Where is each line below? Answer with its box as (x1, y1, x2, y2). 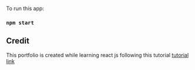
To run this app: (6, 5, 44, 12)
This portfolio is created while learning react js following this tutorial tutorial (6, 51, 189, 58)
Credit (6, 36, 29, 46)
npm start (6, 19, 34, 26)
